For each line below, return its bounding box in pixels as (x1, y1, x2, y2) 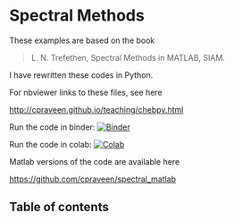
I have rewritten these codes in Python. (9, 69, 154, 81)
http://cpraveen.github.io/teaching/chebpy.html (9, 104, 184, 115)
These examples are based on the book (9, 35, 155, 46)
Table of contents (9, 200, 109, 215)
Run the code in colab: (9, 139, 92, 149)
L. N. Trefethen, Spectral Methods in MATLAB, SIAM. (30, 52, 226, 63)
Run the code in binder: (9, 122, 96, 132)
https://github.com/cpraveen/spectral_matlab (9, 174, 177, 184)
